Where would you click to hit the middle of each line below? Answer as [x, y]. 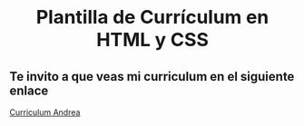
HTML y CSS [152, 39]
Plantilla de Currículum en [152, 16]
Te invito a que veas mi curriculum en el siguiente [152, 77]
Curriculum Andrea [45, 112]
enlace [29, 90]
